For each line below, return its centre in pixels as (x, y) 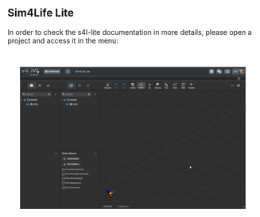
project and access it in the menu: (63, 40)
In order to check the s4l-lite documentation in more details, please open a (130, 32)
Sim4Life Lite (41, 13)
